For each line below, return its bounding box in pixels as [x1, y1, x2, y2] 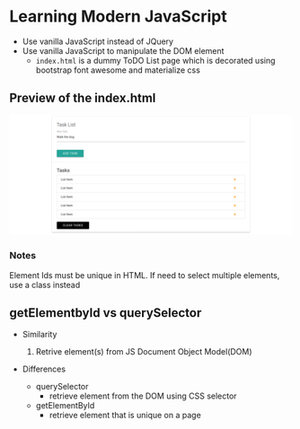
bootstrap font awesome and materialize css [35, 65, 200, 75]
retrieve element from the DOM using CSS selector [49, 390, 237, 401]
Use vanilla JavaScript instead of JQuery [22, 36, 173, 47]
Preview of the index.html [9, 91, 156, 106]
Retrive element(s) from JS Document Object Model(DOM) [35, 346, 253, 357]
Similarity [22, 329, 57, 340]
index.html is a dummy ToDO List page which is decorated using [35, 55, 276, 66]
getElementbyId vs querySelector [9, 305, 202, 320]
